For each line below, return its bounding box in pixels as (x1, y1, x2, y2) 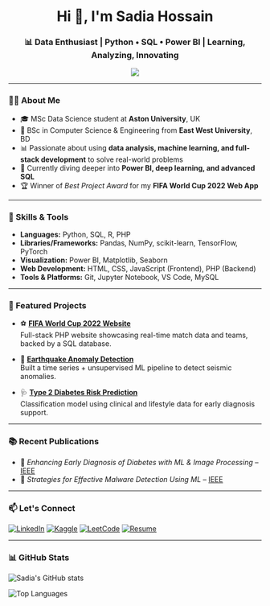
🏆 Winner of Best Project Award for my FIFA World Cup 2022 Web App (19, 180, 259, 190)
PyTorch (19, 247, 48, 257)
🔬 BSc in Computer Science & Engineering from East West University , (19, 125, 253, 135)
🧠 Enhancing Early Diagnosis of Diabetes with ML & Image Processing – (19, 457, 259, 467)
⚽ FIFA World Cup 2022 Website (19, 319, 131, 328)
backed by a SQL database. (19, 339, 112, 348)
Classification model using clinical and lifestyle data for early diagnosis (19, 399, 256, 409)
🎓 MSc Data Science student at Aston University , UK (19, 113, 201, 123)
